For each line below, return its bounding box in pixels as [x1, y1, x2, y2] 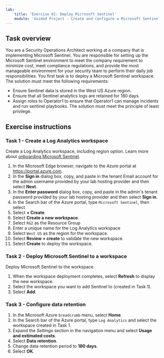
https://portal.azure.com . [12, 168, 63, 174]
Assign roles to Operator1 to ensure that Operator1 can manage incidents [12, 98, 159, 104]
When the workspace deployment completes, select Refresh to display [12, 274, 155, 279]
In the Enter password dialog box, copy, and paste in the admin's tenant [12, 189, 158, 195]
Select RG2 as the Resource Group [12, 220, 81, 226]
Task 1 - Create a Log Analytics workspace [5, 137, 109, 144]
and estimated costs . [12, 333, 56, 339]
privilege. [12, 108, 32, 115]
